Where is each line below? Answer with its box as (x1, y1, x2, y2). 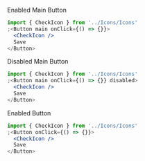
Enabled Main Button (7, 6, 67, 14)
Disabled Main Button (7, 57, 69, 66)
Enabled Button (7, 108, 51, 117)
